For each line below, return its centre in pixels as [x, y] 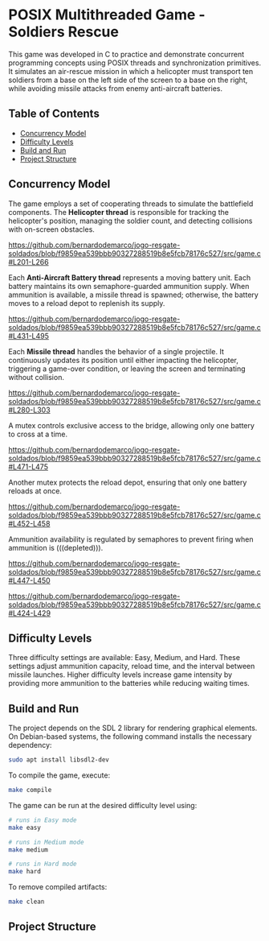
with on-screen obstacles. [51, 229]
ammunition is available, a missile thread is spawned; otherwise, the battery [133, 295]
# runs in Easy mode [43, 820]
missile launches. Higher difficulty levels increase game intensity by [120, 675]
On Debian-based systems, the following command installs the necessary [130, 737]
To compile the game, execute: [59, 775]
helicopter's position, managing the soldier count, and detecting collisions [130, 221]
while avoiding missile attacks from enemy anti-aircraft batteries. [116, 88]
